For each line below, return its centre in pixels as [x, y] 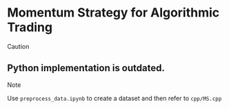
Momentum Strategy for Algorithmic [113, 13]
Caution [18, 46]
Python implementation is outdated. [86, 68]
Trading [30, 27]
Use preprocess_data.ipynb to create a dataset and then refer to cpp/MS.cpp [114, 98]
